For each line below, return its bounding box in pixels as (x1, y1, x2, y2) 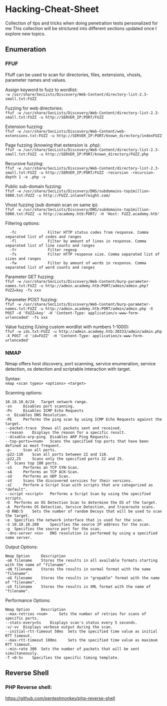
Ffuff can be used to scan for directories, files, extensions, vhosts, (5, 72, 142, 78)
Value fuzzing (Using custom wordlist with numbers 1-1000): (5, 324, 129, 330)
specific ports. (5, 615, 39, 621)
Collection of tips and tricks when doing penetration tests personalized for (5, 20, 158, 26)
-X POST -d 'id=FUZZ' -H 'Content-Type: (5, 333, 91, 338)
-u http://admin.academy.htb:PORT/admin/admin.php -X (38, 306, 153, 311)
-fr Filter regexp (9, 247, 77, 252)
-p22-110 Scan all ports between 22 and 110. (5, 452, 108, 457)
